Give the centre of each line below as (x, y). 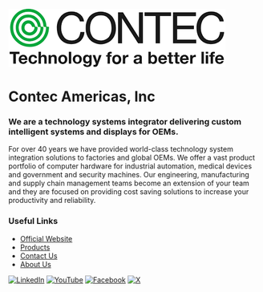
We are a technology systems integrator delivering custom (125, 122)
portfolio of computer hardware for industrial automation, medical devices (130, 166)
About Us (36, 264)
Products (35, 247)
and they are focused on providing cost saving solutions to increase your (129, 192)
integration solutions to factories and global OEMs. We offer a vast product (131, 158)
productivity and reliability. (52, 201)
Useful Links (33, 221)
